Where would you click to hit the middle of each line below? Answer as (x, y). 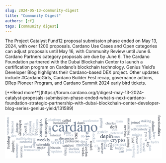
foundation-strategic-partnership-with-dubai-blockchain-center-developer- (83, 103)
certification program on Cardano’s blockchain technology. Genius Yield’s (80, 67)
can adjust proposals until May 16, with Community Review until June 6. (78, 52)
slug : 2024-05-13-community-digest (42, 10)
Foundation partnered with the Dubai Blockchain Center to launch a (74, 62)
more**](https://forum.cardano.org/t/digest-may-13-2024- (84, 93)
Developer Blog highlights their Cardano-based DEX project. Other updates (82, 72)
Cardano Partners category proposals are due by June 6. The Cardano (78, 56)
